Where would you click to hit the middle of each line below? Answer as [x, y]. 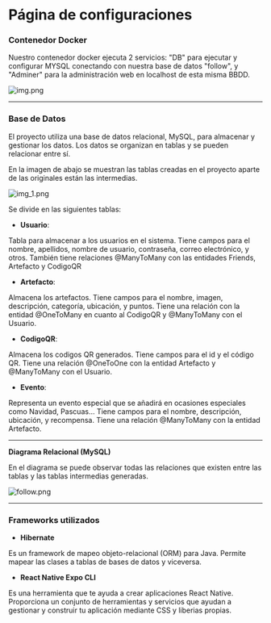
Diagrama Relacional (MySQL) [60, 452]
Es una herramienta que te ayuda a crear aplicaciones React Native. [121, 593]
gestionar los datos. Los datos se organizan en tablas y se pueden [119, 145]
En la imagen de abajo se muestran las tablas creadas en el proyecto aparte [134, 169]
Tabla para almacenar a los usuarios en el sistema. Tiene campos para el [129, 240]
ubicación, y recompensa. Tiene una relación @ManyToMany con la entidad [134, 420]
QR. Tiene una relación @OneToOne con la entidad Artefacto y [112, 363]
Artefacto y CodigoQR [45, 266]
